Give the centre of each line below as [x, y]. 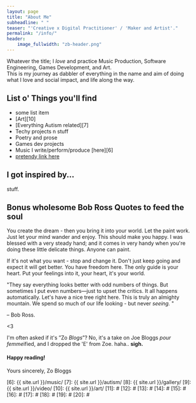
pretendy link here [37, 156]
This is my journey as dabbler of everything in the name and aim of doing [95, 74]
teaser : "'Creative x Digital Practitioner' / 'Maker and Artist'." [92, 28]
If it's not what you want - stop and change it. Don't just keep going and [94, 261]
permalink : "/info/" [32, 34]
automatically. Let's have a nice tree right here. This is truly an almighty [93, 297]
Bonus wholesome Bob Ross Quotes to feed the [95, 207]
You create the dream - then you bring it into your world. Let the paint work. [98, 231]
